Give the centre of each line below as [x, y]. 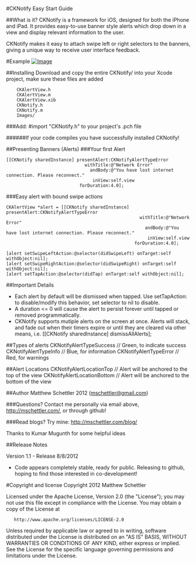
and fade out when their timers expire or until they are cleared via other [100, 328]
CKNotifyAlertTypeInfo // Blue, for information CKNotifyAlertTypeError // [93, 351]
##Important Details [30, 285]
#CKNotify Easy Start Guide [39, 9]
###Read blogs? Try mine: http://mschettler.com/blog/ [72, 422]
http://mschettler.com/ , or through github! [56, 410]
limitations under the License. [42, 555]
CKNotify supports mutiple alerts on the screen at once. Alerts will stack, [102, 321]
